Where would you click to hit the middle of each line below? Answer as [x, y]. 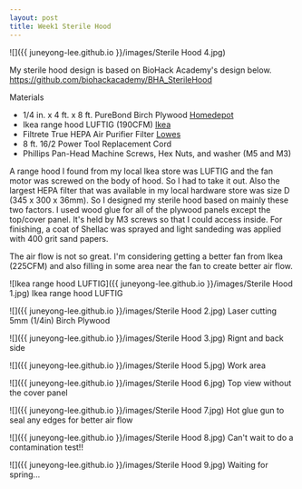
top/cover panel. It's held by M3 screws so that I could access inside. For [146, 219]
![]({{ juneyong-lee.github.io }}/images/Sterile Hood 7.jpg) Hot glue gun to [147, 410]
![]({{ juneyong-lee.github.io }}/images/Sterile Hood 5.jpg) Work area [137, 365]
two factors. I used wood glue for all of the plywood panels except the [140, 209]
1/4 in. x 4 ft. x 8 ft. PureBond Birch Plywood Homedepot [128, 115]
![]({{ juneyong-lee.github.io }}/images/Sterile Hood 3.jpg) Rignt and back [146, 338]
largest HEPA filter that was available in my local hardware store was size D [150, 190]
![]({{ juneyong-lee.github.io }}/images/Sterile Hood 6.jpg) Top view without [151, 383]
